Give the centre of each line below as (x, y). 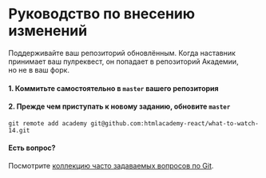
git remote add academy (48, 123)
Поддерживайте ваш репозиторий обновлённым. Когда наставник (122, 53)
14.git (19, 130)
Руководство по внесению (102, 14)
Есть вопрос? (32, 148)
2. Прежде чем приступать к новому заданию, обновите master (119, 107)
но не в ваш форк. (39, 69)
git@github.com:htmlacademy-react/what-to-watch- (175, 123)
